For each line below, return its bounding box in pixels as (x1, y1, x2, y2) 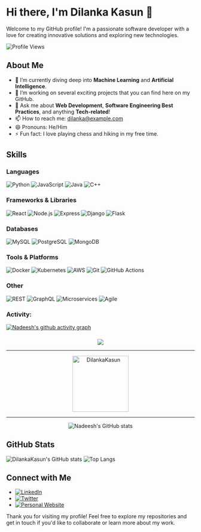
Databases (6, 224, 38, 233)
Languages (6, 167, 40, 176)
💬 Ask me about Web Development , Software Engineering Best (14, 102, 173, 109)
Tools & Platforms (6, 253, 59, 261)
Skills (6, 149, 27, 160)
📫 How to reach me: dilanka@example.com (14, 115, 124, 122)
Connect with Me (6, 473, 72, 483)
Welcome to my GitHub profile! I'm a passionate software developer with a (6, 25, 190, 32)
